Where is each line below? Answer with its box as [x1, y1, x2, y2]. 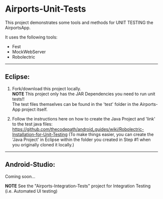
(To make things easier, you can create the [68, 131, 154, 137]
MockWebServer [12, 49, 46, 55]
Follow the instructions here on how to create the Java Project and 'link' [12, 116, 156, 121]
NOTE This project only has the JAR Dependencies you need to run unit [12, 91, 155, 97]
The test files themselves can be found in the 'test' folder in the [12, 101, 139, 107]
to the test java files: [12, 121, 53, 127]
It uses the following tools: [5, 34, 58, 40]
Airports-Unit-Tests [5, 3, 86, 15]
